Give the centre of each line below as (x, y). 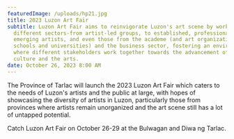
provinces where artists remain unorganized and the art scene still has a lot (115, 107)
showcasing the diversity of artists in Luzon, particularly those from (104, 100)
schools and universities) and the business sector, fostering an (112, 46)
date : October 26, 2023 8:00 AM (54, 65)
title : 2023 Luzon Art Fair (48, 20)
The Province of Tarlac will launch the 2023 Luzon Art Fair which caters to (114, 85)
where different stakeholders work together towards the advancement (116, 53)
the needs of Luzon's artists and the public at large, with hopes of (102, 92)
